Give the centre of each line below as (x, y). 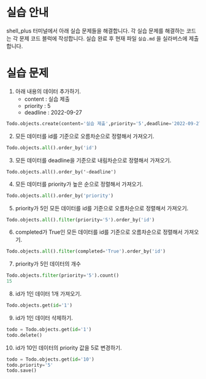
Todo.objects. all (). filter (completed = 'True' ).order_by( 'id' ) (86, 251)
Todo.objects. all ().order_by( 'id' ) (52, 148)
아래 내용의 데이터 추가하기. (48, 91)
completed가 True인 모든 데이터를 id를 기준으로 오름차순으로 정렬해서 (99, 232)
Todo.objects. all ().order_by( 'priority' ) (60, 196)
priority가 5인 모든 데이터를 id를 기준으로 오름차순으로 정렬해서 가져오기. (102, 208)
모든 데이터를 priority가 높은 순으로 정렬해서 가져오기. (79, 184)
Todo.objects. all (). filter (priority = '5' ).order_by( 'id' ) (81, 220)
